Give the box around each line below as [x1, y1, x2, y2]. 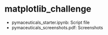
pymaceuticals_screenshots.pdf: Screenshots [11, 24, 103, 30]
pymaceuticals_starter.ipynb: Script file [11, 19, 90, 25]
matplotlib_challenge [4, 3, 91, 15]
